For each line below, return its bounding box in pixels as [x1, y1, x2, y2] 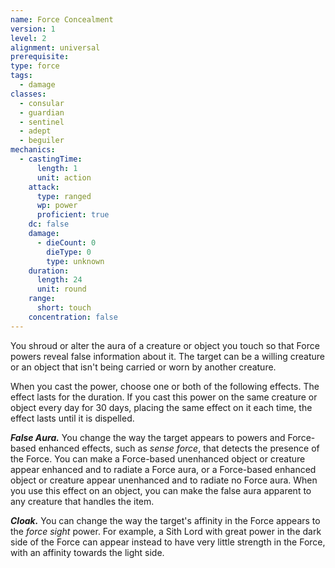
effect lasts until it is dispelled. [10, 412, 135, 424]
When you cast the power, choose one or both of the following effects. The [10, 380, 320, 392]
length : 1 [36, 163, 78, 173]
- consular [19, 98, 65, 108]
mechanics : [10, 145, 56, 155]
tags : [10, 71, 33, 81]
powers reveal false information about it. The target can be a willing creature [10, 350, 325, 362]
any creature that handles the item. [10, 495, 155, 507]
